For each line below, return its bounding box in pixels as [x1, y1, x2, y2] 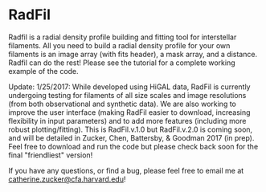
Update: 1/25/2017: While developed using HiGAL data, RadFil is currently [8, 82, 251, 92]
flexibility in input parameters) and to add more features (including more [8, 116, 247, 125]
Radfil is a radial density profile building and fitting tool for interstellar [8, 32, 237, 42]
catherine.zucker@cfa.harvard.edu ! [8, 174, 126, 184]
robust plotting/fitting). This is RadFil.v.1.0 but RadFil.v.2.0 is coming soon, [8, 125, 253, 134]
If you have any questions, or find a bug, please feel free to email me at [8, 165, 244, 175]
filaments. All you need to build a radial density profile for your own [8, 40, 231, 50]
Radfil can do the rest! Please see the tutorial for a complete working [8, 58, 235, 67]
